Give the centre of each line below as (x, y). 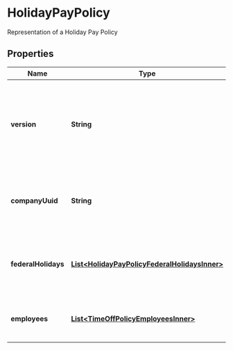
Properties (31, 54)
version (24, 124)
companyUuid (34, 201)
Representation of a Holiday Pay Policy (62, 32)
